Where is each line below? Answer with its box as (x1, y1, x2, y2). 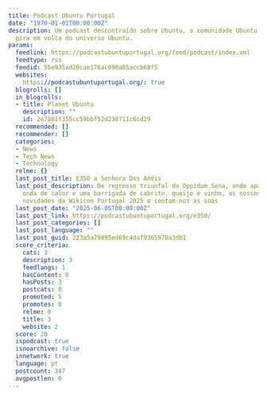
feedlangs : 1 (22, 264, 66, 272)
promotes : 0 (22, 300, 62, 308)
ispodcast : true (15, 338, 69, 346)
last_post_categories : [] (15, 219, 102, 227)
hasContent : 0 (22, 271, 69, 279)
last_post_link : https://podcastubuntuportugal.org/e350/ (15, 212, 212, 220)
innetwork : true (15, 352, 69, 361)
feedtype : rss (15, 57, 62, 65)
